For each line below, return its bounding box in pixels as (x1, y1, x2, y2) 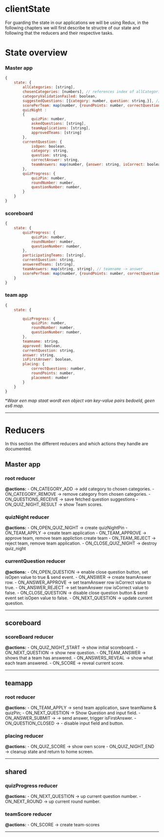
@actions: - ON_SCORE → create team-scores (5, 822, 100, 828)
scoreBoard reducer (5, 633, 54, 640)
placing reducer (5, 732, 44, 739)
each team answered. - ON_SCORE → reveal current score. (5, 660, 124, 666)
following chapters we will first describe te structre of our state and (5, 24, 141, 30)
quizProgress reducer (5, 782, 58, 789)
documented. (5, 446, 32, 452)
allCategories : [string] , (22, 85, 76, 90)
